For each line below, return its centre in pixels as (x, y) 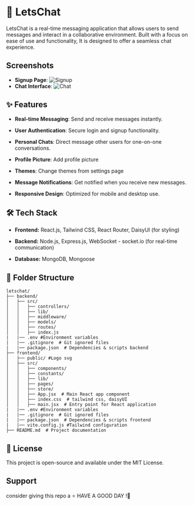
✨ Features (27, 105)
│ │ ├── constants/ (35, 374)
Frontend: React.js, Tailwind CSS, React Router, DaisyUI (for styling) (97, 230)
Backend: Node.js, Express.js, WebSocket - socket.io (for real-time (96, 242)
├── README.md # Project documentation (56, 430)
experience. (21, 47)
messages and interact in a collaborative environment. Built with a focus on (97, 34)
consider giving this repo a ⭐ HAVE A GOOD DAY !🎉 (68, 496)
